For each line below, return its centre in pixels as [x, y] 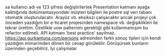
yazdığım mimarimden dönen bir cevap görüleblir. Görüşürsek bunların [77, 43]
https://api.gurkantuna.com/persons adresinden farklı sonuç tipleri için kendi [83, 38]
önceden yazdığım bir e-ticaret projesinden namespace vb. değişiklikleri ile [82, 22]
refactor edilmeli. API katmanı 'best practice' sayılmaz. [61, 33]
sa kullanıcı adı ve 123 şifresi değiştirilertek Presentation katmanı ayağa [77, 7]
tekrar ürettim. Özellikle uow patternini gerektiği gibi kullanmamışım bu [77, 28]
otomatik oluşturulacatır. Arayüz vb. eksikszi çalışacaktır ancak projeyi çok [81, 17]
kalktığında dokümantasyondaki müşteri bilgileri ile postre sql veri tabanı [79, 12]
